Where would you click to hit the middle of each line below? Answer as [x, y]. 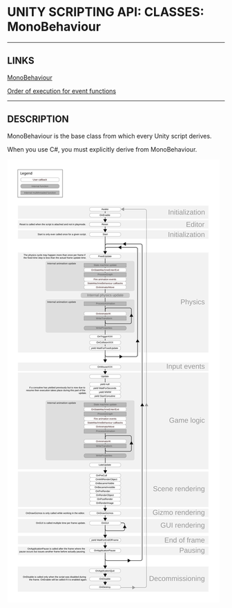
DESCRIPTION [38, 119]
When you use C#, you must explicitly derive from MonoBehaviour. [102, 149]
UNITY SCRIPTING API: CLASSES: [106, 12]
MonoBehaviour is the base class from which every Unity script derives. [109, 136]
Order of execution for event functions [61, 91]
